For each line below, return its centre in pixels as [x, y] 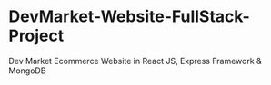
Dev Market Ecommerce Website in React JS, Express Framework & [135, 61]
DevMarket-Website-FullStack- [130, 17]
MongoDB [27, 71]
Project [36, 36]
